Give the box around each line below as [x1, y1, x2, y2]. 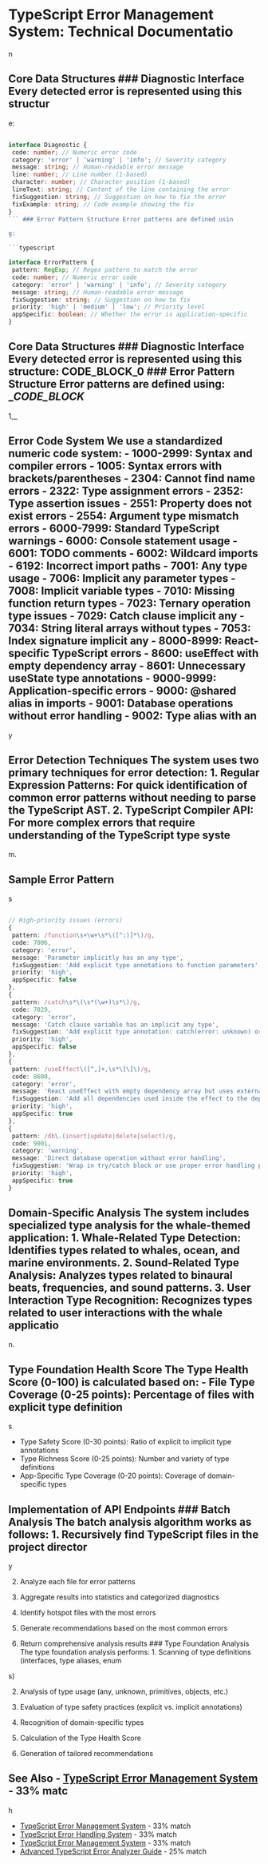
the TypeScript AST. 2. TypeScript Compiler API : [8, 803, 254, 817]
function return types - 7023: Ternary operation [8, 597, 251, 611]
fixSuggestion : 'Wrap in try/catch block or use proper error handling [11, 1161, 255, 1170]
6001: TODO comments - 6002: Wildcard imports [8, 547, 258, 560]
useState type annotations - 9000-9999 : [8, 671, 217, 685]
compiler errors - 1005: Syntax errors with [8, 460, 223, 473]
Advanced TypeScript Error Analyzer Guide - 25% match [19, 1846, 207, 1856]
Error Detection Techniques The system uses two [8, 754, 259, 767]
